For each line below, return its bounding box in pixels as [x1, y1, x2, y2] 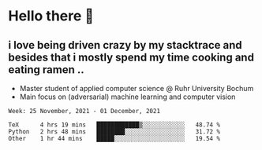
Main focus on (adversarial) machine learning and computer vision [19, 92, 236, 101]
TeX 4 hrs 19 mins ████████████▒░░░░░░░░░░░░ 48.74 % [8, 121, 221, 129]
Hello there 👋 [8, 7, 95, 25]
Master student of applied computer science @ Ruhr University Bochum [19, 84, 254, 93]
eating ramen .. [8, 63, 84, 76]
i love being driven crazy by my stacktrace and [8, 38, 242, 52]
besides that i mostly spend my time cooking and [8, 50, 255, 64]
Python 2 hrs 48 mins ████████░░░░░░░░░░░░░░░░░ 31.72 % [8, 128, 221, 136]
